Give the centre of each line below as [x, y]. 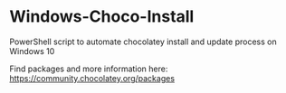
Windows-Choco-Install [102, 17]
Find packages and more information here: [89, 69]
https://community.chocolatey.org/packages [92, 78]
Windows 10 [32, 51]
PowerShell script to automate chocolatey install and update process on [143, 42]
